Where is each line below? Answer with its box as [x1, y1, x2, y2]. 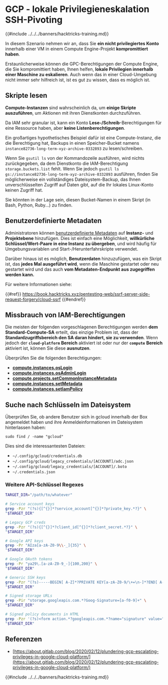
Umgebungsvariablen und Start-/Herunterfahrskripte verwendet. [5, 246, 138, 252]
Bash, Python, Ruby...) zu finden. [5, 202, 72, 208]
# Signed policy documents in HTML [5, 612, 79, 617]
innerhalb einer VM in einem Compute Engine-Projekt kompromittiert [5, 46, 148, 52]
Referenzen [5, 635, 42, 643]
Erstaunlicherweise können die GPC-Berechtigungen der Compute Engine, [5, 61, 158, 67]
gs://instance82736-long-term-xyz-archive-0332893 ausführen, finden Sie [5, 171, 158, 177]
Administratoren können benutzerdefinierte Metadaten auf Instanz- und [5, 230, 153, 236]
